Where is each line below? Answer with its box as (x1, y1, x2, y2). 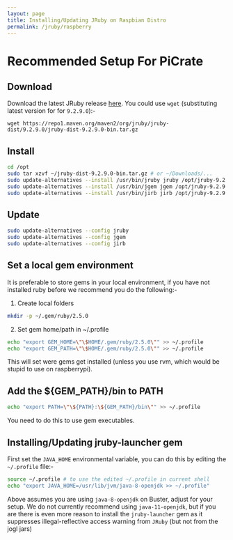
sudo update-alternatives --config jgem (7, 234, 127, 241)
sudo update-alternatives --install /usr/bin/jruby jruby (7, 176, 179, 183)
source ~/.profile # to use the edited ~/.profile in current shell (7, 475, 210, 483)
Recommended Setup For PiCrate (7, 53, 204, 69)
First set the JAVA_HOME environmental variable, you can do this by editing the (7, 454, 227, 463)
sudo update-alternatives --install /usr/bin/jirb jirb (7, 190, 172, 196)
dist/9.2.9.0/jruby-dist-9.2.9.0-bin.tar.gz (7, 126, 138, 133)
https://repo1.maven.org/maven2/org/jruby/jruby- (22, 120, 170, 128)
